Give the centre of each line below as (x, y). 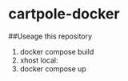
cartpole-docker (64, 14)
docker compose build (57, 51)
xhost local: (39, 60)
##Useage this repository (50, 36)
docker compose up (53, 68)
